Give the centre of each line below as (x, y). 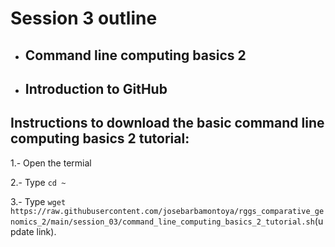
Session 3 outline (84, 18)
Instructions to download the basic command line (167, 123)
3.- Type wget (38, 201)
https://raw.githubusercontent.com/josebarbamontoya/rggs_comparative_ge (167, 211)
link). (46, 231)
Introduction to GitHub (96, 88)
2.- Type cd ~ (38, 182)
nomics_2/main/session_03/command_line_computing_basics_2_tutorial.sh (162, 222)
